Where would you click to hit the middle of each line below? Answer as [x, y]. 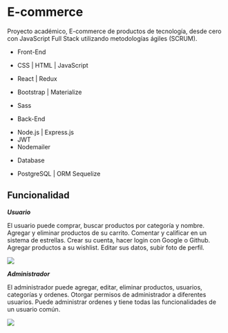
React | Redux [37, 78]
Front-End [31, 52]
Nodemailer [34, 146]
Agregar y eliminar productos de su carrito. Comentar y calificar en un [107, 233]
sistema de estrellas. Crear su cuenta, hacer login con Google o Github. [109, 240]
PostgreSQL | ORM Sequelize [59, 173]
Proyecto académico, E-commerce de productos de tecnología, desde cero [114, 31]
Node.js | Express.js [46, 132]
